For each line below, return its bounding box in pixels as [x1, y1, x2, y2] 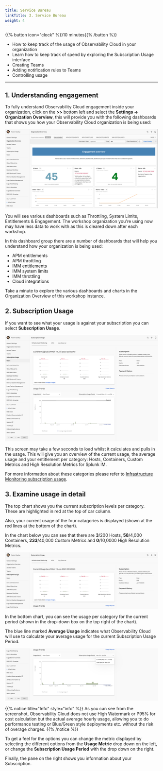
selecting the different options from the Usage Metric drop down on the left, [5, 741, 158, 747]
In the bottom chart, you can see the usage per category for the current [5, 614, 148, 619]
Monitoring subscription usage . [5, 476, 68, 482]
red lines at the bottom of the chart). [5, 523, 78, 529]
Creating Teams [12, 62, 44, 68]
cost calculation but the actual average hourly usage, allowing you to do [5, 716, 149, 722]
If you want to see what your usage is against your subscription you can [5, 320, 149, 326]
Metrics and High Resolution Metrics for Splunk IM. [5, 462, 107, 467]
